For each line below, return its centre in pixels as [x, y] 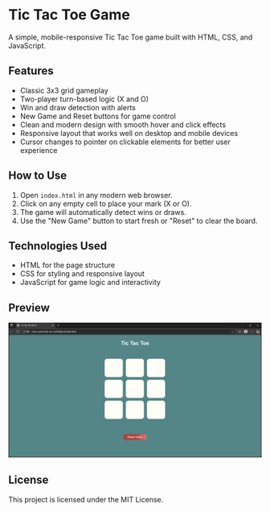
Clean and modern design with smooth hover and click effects [123, 124]
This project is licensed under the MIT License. [86, 499]
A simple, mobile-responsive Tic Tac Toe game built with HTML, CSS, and [131, 37]
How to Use [38, 176]
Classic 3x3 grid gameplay [64, 90]
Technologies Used [57, 246]
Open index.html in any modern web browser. [96, 195]
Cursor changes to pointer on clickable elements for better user [125, 142]
